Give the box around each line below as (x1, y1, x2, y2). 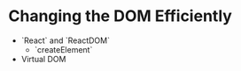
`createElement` (34, 44, 93, 54)
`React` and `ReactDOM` (20, 35, 110, 46)
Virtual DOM (20, 53, 66, 64)
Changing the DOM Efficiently (8, 6, 232, 26)
